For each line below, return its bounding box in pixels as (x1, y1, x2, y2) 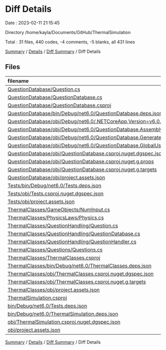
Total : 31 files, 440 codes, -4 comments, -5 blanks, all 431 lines (5, 39, 135, 45)
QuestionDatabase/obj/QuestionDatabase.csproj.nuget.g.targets (7, 166, 157, 173)
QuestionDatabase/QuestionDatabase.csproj (7, 102, 111, 109)
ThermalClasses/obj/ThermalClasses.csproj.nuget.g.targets (7, 278, 146, 285)
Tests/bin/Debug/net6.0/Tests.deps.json (7, 182, 102, 189)
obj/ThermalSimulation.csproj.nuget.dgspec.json (7, 318, 121, 325)
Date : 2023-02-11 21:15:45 (5, 20, 60, 26)
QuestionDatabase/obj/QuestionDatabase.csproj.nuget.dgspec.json (7, 150, 165, 156)
